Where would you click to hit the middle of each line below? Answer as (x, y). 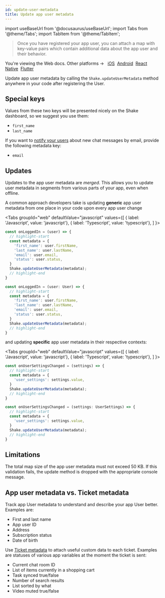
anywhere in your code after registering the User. (55, 83)
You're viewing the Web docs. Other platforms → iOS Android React (76, 63)
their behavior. (32, 54)
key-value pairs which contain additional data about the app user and (87, 48)
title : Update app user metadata (39, 14)
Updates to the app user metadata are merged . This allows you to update (79, 183)
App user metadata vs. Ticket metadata (67, 492)
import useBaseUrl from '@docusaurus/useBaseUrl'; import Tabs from (76, 28)
